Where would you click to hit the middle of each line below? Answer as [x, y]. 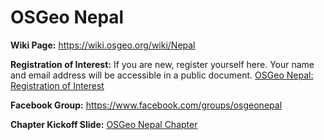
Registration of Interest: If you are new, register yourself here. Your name [162, 64]
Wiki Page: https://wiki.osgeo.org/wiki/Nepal [103, 45]
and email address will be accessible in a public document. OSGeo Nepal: [162, 75]
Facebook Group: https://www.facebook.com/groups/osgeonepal [146, 105]
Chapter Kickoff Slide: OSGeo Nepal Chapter [104, 124]
